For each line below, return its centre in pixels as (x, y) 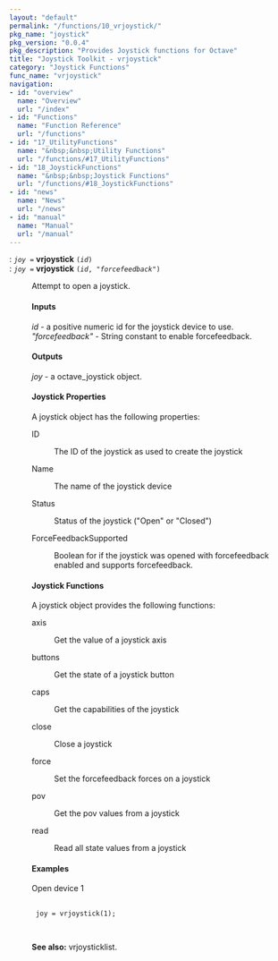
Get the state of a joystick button (114, 675)
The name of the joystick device (113, 486)
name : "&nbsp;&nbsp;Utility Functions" (92, 150)
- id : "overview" (42, 92)
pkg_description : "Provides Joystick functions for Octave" (124, 51)
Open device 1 (58, 889)
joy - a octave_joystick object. (87, 376)
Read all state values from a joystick (120, 848)
